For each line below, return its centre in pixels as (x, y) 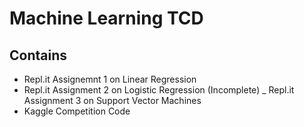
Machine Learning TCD (106, 18)
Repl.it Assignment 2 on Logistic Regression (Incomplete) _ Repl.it (159, 90)
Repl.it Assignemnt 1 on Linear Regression (110, 79)
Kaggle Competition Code (77, 111)
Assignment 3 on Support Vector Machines (112, 100)
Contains (38, 55)
